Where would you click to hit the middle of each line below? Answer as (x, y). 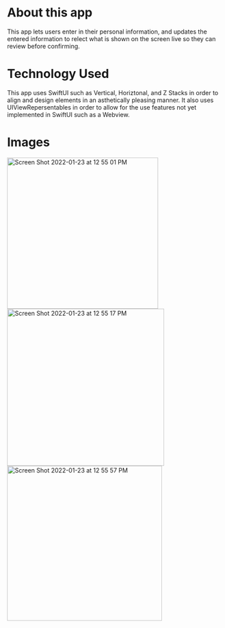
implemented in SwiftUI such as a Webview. (68, 114)
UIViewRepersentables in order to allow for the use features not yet (102, 107)
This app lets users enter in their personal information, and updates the (107, 32)
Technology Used (58, 74)
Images (28, 142)
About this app (50, 13)
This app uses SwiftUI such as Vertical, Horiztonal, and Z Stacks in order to (113, 92)
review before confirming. (43, 46)
